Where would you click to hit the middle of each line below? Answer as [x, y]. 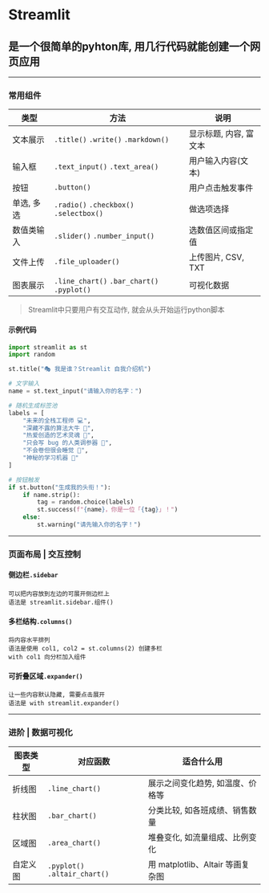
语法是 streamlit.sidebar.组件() [61, 602]
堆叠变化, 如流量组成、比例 [198, 837]
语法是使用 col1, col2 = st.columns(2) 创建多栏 [85, 649]
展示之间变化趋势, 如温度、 [198, 783]
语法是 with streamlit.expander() [64, 703]
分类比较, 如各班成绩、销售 [198, 810]
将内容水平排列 [29, 640]
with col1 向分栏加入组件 [47, 657]
